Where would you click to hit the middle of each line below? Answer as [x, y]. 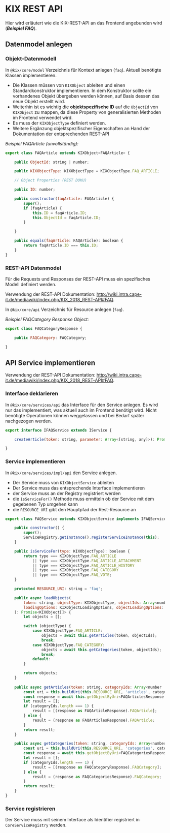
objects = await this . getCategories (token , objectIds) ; [101, 650]
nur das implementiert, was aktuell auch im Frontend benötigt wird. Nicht [81, 410]
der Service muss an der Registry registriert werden [67, 493]
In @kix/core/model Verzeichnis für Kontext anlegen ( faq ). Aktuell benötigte [83, 70]
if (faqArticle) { [43, 208]
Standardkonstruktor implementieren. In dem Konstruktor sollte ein [82, 90]
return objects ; [40, 673]
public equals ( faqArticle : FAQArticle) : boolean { [69, 241]
